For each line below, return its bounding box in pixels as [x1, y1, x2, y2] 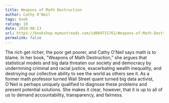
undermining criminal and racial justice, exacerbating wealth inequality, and [5, 65, 162, 71]
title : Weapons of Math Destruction [5, 7, 82, 13]
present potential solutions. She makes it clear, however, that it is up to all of [5, 86, 162, 92]
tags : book [5, 17, 28, 22]
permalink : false [5, 36, 42, 41]
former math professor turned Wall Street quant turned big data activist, [5, 76, 154, 82]
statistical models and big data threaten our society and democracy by [5, 60, 152, 66]
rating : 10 [5, 21, 28, 27]
